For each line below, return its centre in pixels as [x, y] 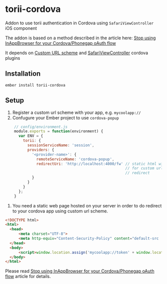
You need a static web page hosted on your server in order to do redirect [87, 205]
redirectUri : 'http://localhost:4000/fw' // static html [96, 164]
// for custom [140, 168]
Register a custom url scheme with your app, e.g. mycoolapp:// [77, 112]
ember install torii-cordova [35, 85]
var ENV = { [31, 136]
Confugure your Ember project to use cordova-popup [66, 117]
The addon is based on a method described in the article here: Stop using [81, 38]
